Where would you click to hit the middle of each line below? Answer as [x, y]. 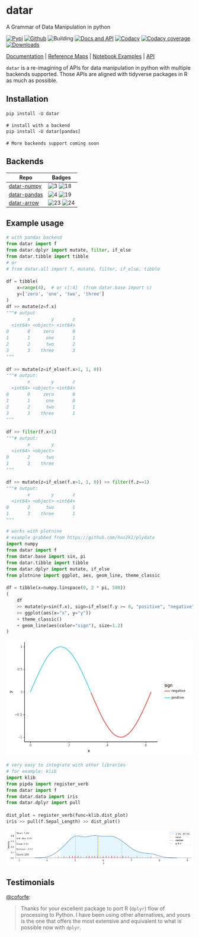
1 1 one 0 [41, 400]
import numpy [22, 544]
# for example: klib [32, 772]
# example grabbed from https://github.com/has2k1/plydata [81, 538]
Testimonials [31, 883]
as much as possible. [32, 80]
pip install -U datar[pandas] [44, 131]
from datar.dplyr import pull [44, 803]
